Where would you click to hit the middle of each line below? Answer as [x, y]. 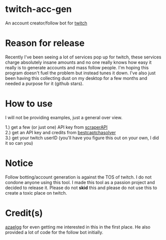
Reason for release [45, 43]
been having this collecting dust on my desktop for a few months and [76, 78]
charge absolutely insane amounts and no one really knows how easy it [79, 62]
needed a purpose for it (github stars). [44, 83]
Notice [19, 163]
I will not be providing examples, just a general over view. [64, 117]
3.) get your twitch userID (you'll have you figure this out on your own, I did [82, 138]
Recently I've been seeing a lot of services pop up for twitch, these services [83, 57]
